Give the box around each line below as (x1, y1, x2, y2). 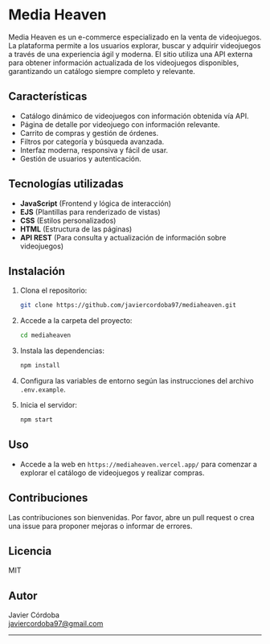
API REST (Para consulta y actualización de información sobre (19, 232, 227, 242)
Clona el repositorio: (19, 285, 88, 295)
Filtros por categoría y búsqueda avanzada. (19, 137, 165, 146)
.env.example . (19, 384, 66, 394)
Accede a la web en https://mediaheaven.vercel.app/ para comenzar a (19, 459, 257, 469)
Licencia (8, 544, 52, 558)
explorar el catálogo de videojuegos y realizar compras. (19, 468, 205, 478)
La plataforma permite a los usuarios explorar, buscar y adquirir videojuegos (8, 40, 261, 50)
